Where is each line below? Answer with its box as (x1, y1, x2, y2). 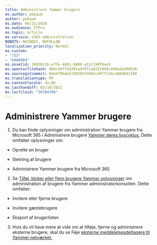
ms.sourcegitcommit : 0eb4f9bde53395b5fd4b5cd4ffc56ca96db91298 (5, 71, 137, 76)
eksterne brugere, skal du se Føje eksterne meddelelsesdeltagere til (12, 229, 150, 235)
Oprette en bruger (12, 147, 49, 153)
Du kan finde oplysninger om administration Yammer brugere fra (12, 127, 143, 133)
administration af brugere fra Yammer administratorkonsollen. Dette (12, 181, 149, 187)
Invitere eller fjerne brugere (12, 195, 68, 202)
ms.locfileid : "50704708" (5, 90, 58, 94)
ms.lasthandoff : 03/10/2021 (5, 85, 63, 90)
